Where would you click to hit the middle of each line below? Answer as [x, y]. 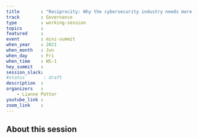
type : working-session [46, 23]
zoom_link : [25, 105]
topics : [25, 28]
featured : [25, 34]
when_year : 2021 [32, 45]
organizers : [25, 89]
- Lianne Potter [37, 94]
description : [25, 84]
